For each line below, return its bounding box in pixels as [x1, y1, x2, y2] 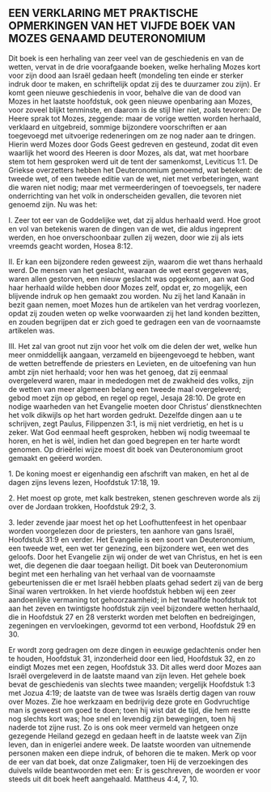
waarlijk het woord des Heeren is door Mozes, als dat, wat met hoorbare [8, 147, 249, 157]
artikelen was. [8, 326, 55, 335]
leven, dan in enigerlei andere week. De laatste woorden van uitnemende [8, 739, 252, 749]
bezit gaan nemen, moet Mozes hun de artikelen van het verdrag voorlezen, [8, 300, 261, 309]
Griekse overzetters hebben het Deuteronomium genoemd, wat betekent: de [8, 165, 263, 175]
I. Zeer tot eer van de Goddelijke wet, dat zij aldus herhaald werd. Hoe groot [8, 215, 261, 225]
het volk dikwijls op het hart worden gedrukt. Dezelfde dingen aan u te [8, 410, 243, 419]
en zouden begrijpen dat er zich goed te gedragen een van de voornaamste [8, 317, 261, 326]
